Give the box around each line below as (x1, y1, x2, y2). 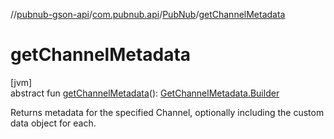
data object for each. (10, 117, 97, 129)
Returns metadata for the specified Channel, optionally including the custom (10, 106, 325, 118)
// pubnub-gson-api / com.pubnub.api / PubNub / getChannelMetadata (10, 9, 286, 20)
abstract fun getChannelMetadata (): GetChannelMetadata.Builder (10, 87, 280, 99)
